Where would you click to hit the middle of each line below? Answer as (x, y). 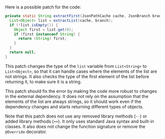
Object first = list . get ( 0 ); (44, 30)
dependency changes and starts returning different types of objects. (74, 106)
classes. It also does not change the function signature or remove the (75, 126)
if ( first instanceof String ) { (47, 34)
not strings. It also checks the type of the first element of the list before (77, 76)
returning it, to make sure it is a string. (43, 81)
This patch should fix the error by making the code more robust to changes (81, 91)
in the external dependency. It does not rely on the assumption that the (77, 96)
